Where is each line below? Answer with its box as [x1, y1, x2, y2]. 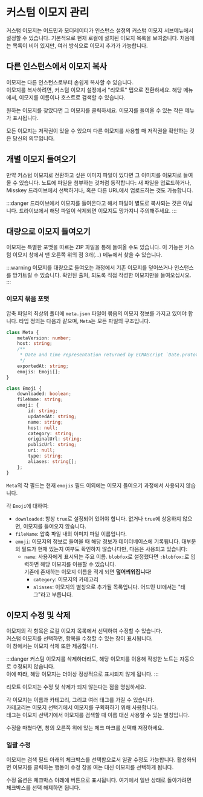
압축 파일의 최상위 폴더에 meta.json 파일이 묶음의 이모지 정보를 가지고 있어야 [6, 310, 187, 317]
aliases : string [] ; [28, 458, 77, 464]
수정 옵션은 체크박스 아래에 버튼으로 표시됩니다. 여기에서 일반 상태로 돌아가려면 [6, 776, 192, 784]
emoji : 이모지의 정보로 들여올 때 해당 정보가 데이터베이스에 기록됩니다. [14, 538, 180, 545]
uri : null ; [28, 447, 56, 453]
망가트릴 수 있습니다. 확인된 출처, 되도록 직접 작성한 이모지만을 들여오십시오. [12, 272, 192, 279]
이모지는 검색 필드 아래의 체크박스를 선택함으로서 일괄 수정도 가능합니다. [6, 756, 176, 763]
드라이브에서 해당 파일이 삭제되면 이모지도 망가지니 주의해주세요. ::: [19, 207, 177, 214]
